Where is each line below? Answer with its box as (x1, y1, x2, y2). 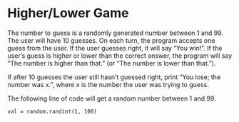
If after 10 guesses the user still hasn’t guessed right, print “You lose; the (7, 73, 221, 81)
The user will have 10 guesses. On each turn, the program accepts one (7, 36, 215, 44)
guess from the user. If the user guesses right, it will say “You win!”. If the (7, 44, 223, 52)
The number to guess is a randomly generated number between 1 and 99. (7, 29, 223, 37)
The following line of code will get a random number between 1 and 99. (7, 94, 216, 103)
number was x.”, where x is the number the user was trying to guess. (7, 80, 209, 88)
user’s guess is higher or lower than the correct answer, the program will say (7, 51, 233, 60)
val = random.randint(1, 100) (7, 108, 98, 115)
